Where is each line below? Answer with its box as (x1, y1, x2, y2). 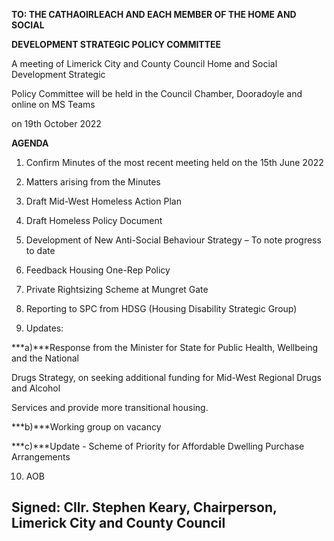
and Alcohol (11, 382, 61, 394)
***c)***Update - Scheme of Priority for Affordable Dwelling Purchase (11, 440, 305, 452)
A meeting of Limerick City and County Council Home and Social (11, 58, 278, 69)
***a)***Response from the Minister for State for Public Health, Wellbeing (11, 342, 319, 353)
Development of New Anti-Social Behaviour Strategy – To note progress (25, 234, 322, 246)
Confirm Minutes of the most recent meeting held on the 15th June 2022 (25, 157, 324, 168)
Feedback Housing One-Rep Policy (25, 264, 171, 276)
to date (25, 245, 56, 256)
